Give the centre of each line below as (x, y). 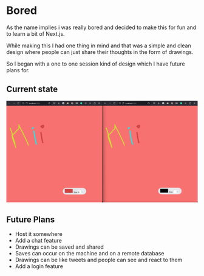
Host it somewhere (39, 234)
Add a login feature (39, 266)
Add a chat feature (38, 241)
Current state (32, 89)
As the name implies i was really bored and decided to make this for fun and (101, 27)
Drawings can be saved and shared (59, 247)
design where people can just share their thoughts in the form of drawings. (100, 52)
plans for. (18, 70)
